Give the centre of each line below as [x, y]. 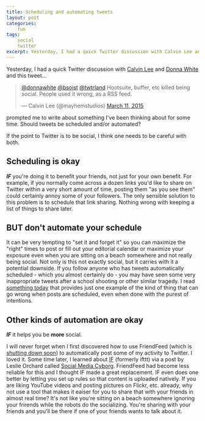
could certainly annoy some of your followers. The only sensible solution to [101, 195]
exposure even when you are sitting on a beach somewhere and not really [99, 255]
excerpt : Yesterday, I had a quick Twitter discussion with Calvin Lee [99, 52]
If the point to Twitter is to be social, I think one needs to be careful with [96, 135]
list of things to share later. [40, 209]
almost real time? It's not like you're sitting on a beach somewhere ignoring [101, 398]
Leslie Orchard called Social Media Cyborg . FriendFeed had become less [98, 366]
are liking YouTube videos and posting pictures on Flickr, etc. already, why [99, 386]
